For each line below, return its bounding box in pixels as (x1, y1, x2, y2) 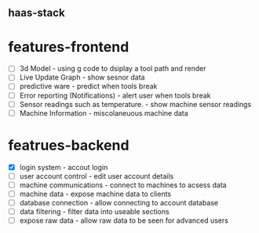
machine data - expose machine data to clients (19, 189, 172, 198)
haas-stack (8, 6, 65, 20)
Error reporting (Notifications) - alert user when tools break (19, 91, 211, 100)
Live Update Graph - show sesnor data (19, 72, 145, 82)
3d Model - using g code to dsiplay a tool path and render (19, 64, 206, 73)
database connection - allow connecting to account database (19, 198, 219, 207)
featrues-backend (8, 136, 129, 154)
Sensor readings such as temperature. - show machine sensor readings (19, 99, 252, 109)
